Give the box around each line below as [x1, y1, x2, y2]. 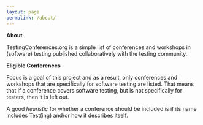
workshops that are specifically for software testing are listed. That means [6, 80, 194, 88]
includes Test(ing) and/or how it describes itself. [6, 112, 129, 119]
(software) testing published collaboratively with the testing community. [6, 50, 188, 57]
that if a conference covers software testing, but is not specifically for [6, 86, 183, 94]
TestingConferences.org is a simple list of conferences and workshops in [6, 44, 191, 51]
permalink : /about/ [6, 15, 56, 21]
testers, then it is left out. [6, 93, 69, 100]
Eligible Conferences [6, 62, 61, 69]
